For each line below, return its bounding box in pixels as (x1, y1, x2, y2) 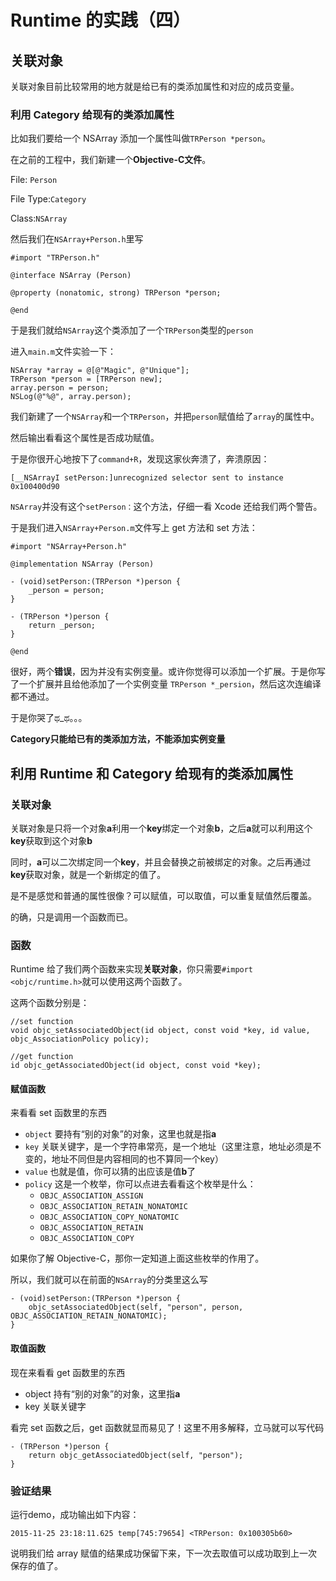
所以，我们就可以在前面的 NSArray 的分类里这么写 (10, 1274, 209, 1286)
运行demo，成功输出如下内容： (10, 1508, 140, 1520)
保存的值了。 (10, 1559, 63, 1571)
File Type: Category (10, 193, 87, 205)
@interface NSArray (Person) (10, 271, 132, 281)
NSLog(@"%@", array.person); (10, 392, 132, 402)
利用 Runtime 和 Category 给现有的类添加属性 (10, 765, 294, 782)
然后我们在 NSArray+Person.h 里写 (10, 233, 144, 245)
